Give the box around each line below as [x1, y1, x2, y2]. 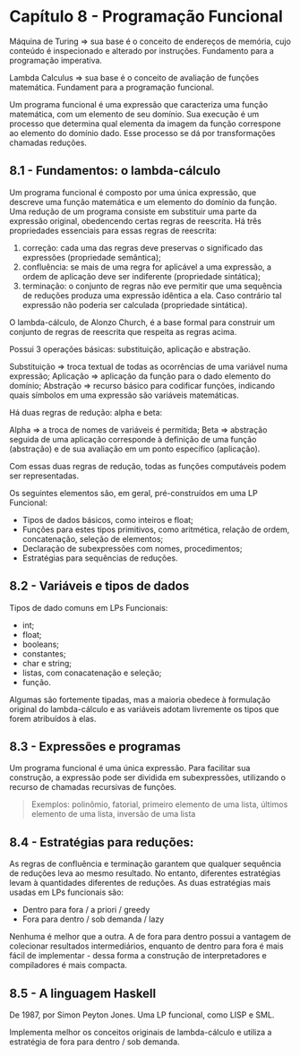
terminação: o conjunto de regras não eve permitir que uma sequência [21, 280, 283, 291]
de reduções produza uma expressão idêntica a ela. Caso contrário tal [21, 289, 282, 301]
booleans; [21, 639, 60, 649]
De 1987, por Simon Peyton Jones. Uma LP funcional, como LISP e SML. [9, 1009, 275, 1020]
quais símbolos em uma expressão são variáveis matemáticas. [9, 390, 239, 400]
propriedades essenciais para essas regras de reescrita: [9, 225, 218, 236]
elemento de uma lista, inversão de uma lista [30, 809, 196, 820]
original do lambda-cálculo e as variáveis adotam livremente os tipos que [9, 703, 279, 714]
